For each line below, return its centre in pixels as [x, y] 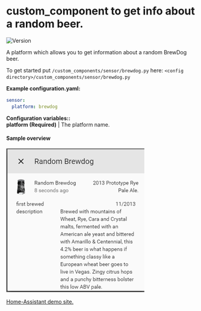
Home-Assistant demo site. [40, 301]
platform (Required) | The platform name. [58, 124]
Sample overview [29, 138]
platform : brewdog [35, 107]
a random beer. [45, 24]
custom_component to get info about [101, 11]
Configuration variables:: [39, 118]
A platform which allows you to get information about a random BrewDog [97, 52]
